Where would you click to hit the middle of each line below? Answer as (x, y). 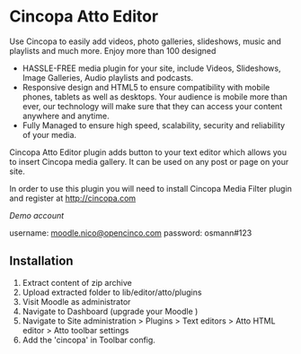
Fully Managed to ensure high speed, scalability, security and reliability (154, 125)
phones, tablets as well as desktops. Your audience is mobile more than (155, 97)
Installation (41, 261)
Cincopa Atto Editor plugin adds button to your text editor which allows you (148, 152)
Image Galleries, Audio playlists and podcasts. (108, 77)
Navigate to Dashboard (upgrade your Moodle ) (110, 311)
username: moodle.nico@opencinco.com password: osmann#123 (131, 233)
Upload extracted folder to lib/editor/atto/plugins (112, 292)
